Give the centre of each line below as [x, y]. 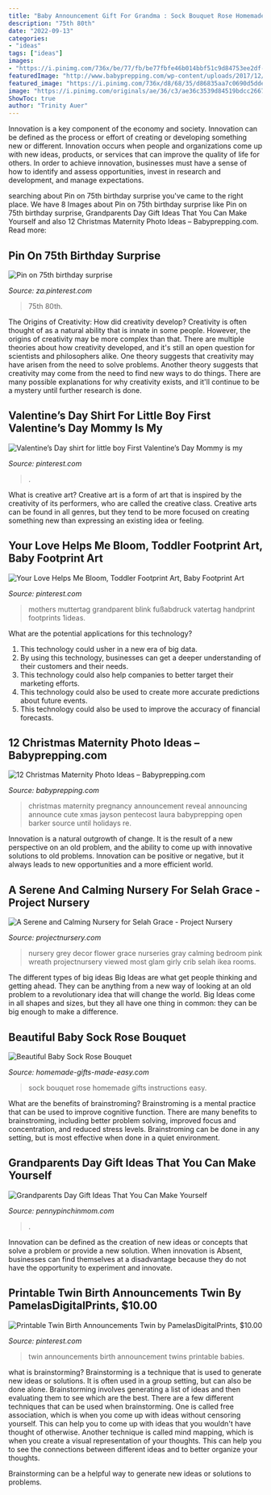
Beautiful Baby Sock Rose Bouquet [98, 1037]
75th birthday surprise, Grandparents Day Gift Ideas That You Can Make [128, 213]
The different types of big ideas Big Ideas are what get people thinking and [133, 978]
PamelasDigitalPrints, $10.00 [83, 1306]
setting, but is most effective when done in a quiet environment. [114, 1138]
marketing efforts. [50, 683]
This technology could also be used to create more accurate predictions [140, 691]
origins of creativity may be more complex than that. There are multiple [126, 339]
